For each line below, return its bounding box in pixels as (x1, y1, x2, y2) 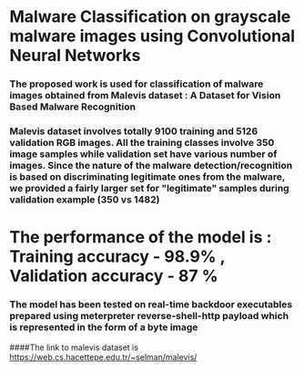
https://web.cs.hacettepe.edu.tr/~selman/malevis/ (9, 351, 198, 362)
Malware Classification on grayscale (9, 6, 291, 27)
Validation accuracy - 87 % (9, 266, 218, 286)
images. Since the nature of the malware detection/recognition (9, 160, 293, 172)
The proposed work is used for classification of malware (9, 77, 264, 90)
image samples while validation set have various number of (9, 148, 278, 160)
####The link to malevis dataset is (9, 342, 139, 353)
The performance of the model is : (9, 227, 272, 248)
